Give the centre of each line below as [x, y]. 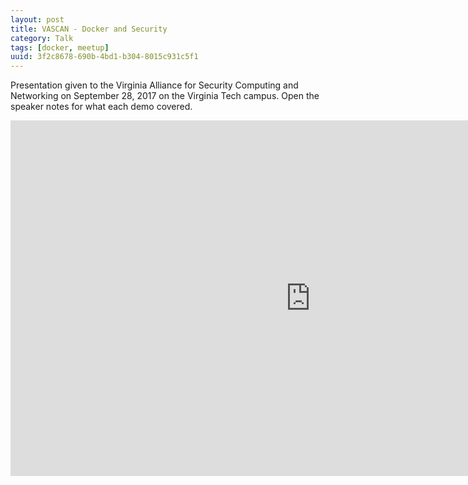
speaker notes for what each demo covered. [101, 107]
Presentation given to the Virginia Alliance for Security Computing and [154, 85]
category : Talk [42, 38]
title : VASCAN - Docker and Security [89, 29]
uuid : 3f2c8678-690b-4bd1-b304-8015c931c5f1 [104, 57]
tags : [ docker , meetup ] [60, 47]
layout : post [37, 19]
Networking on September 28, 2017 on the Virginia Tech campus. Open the [165, 96]
